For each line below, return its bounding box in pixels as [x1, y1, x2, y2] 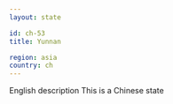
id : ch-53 [9, 28, 46, 38]
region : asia [9, 53, 58, 62]
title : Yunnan [9, 37, 62, 46]
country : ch [9, 61, 53, 71]
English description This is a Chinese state [9, 85, 164, 96]
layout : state [9, 12, 62, 22]
